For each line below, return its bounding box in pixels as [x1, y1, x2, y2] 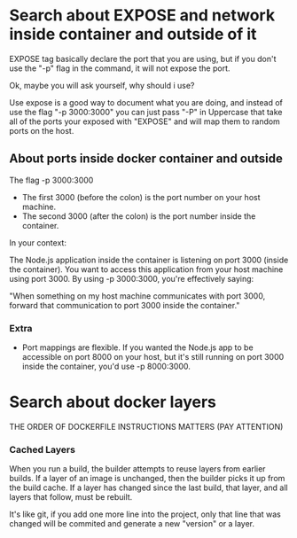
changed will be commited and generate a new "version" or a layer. [9, 519, 255, 529]
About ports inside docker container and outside [9, 152, 284, 167]
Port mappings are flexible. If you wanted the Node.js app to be [21, 342, 254, 353]
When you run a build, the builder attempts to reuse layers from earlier [9, 464, 266, 474]
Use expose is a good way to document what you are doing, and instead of [9, 97, 284, 107]
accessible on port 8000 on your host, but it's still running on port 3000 [21, 352, 285, 363]
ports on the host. [9, 125, 74, 136]
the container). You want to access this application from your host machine [9, 263, 284, 275]
